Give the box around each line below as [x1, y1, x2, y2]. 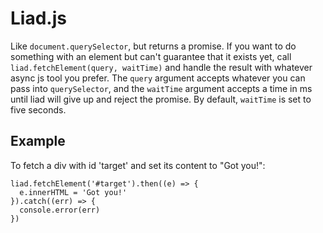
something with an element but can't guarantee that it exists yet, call [10, 50, 292, 62]
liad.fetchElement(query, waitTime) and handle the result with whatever [10, 61, 313, 73]
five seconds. [10, 103, 67, 116]
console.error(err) [19, 205, 101, 215]
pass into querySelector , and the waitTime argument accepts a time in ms [10, 82, 313, 94]
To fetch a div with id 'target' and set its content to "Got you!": [10, 159, 266, 171]
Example [10, 133, 66, 150]
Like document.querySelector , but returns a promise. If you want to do [10, 40, 297, 52]
